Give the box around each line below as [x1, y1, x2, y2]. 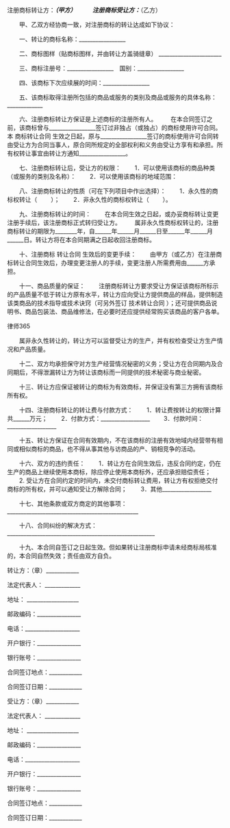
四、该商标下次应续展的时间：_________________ [18, 79, 150, 87]
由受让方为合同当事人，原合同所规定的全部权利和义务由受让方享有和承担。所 [7, 141, 223, 148]
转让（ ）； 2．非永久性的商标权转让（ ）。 [18, 196, 172, 203]
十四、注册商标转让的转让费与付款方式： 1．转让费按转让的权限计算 [18, 406, 221, 414]
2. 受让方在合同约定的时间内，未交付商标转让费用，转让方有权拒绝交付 [18, 476, 218, 484]
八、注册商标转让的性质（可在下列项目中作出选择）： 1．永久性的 [18, 187, 212, 195]
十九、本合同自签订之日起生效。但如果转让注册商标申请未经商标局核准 [18, 543, 217, 551]
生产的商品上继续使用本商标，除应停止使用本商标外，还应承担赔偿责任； [7, 468, 211, 476]
